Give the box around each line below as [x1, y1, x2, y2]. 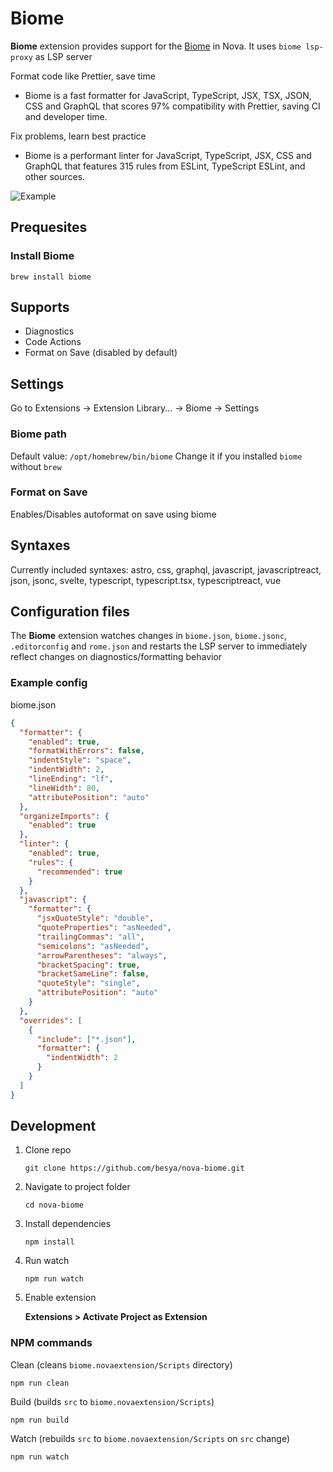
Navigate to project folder [24, 1181, 131, 1193]
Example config [10, 676, 88, 690]
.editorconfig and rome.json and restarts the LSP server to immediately [10, 640, 308, 652]
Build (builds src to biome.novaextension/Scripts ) [10, 1395, 215, 1407]
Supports [10, 299, 70, 316]
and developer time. [24, 110, 108, 122]
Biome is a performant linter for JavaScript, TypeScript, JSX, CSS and [24, 149, 312, 161]
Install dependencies [24, 1218, 112, 1230]
